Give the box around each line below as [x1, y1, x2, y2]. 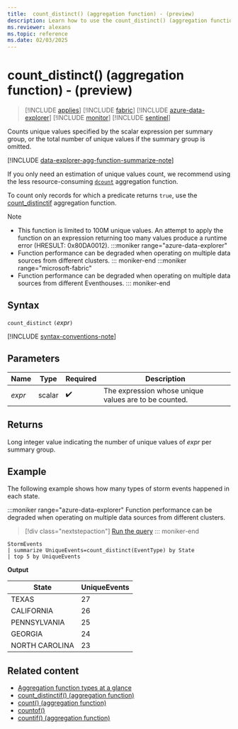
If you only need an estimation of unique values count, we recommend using [7, 170, 231, 178]
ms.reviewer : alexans [7, 23, 72, 31]
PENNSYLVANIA [11, 618, 65, 627]
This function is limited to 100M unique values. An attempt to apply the [17, 226, 224, 235]
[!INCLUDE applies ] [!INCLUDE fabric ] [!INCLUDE [24, 106, 169, 114]
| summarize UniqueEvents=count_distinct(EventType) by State [7, 547, 195, 554]
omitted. [7, 143, 32, 151]
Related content [7, 664, 79, 676]
